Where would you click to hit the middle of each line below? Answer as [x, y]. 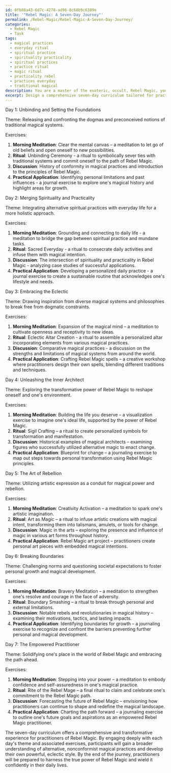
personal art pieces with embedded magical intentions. [70, 546]
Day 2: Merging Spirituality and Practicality [50, 198]
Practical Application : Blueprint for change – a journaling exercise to [85, 453]
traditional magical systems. [35, 125]
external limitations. [33, 607]
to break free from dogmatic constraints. [48, 307]
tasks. [19, 244]
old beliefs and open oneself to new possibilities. [64, 150]
